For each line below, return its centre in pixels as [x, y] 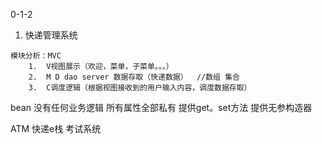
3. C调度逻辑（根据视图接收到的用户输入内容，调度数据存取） [140, 88]
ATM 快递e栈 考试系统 [56, 128]
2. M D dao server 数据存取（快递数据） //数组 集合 [134, 77]
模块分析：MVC [36, 56]
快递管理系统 [51, 35]
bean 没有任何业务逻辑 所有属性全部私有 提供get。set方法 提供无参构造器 [161, 107]
